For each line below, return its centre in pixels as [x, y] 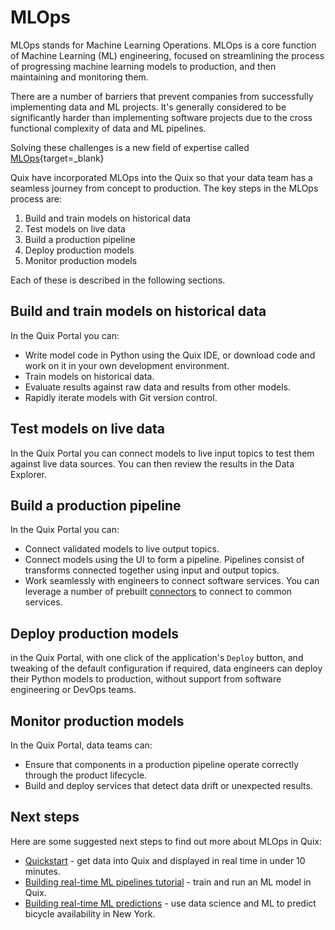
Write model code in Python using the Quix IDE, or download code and [170, 355]
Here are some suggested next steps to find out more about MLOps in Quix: [166, 841]
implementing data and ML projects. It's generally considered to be [148, 107]
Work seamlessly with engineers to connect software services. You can [172, 581]
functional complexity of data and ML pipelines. [108, 128]
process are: [36, 198]
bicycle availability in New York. [90, 913]
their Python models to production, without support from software [146, 679]
